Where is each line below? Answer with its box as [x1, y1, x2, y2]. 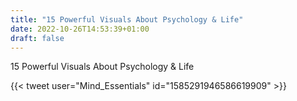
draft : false [10, 33, 65, 43]
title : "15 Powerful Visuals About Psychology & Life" [10, 14, 244, 25]
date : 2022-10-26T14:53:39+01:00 [10, 24, 150, 34]
